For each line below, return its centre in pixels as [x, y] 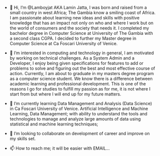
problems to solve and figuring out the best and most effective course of [82, 68]
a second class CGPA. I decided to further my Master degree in [73, 38]
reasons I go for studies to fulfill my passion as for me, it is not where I [80, 89]
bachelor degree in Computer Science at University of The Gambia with [81, 33]
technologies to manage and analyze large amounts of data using [75, 119]
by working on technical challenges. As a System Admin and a [72, 58]
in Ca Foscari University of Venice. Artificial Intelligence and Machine [79, 109]
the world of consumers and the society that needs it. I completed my [79, 28]
